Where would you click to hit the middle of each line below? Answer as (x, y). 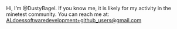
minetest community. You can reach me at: (58, 14)
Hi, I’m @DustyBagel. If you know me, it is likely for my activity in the (89, 8)
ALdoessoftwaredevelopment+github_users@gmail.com (74, 20)
